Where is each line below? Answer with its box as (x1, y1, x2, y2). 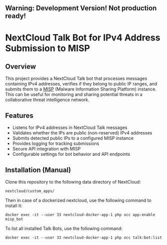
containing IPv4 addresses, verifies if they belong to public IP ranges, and (5, 81, 157, 87)
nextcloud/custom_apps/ (5, 188, 55, 194)
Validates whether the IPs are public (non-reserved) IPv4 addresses (12, 130, 152, 136)
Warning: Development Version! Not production (5, 4, 157, 12)
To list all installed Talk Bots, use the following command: (5, 225, 122, 231)
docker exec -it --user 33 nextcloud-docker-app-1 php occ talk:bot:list (5, 235, 162, 240)
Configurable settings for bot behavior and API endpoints (12, 151, 130, 157)
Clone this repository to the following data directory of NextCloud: (5, 179, 141, 185)
